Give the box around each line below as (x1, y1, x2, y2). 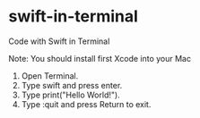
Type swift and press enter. (21, 80, 123, 90)
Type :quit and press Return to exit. (21, 98, 152, 109)
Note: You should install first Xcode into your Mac (8, 53, 192, 63)
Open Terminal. (21, 70, 79, 81)
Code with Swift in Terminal (8, 36, 110, 46)
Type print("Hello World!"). (21, 89, 120, 100)
